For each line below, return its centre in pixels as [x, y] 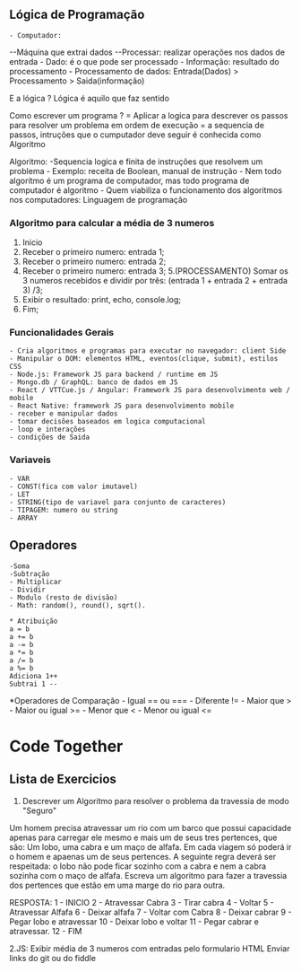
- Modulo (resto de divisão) [64, 597]
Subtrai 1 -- [34, 684]
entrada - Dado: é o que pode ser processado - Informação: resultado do [144, 61]
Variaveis [30, 460]
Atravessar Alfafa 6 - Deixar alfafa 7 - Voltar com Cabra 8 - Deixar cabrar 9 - [150, 912]
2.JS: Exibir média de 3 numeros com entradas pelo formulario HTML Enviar [150, 948]
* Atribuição [34, 621]
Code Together [66, 746]
